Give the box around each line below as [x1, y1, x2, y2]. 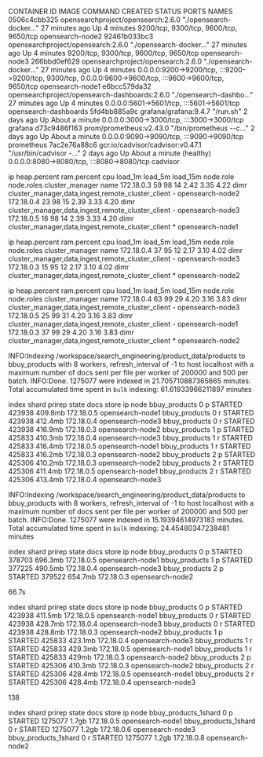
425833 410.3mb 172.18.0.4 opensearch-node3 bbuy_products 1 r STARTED [8, 433, 254, 442]
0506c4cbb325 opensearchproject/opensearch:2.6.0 [8, 15, 181, 24]
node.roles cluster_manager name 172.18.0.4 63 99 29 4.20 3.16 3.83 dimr [8, 294, 247, 303]
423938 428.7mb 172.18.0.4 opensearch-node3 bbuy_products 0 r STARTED [8, 620, 256, 628]
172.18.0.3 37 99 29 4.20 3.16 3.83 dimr [8, 327, 135, 337]
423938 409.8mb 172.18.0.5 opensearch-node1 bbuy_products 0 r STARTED [8, 408, 254, 417]
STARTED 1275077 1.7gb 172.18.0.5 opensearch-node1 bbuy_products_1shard [8, 716, 256, 726]
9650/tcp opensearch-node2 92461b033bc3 [8, 31, 154, 41]
